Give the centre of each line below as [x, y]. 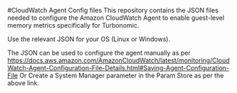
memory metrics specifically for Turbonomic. [73, 25]
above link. [23, 83]
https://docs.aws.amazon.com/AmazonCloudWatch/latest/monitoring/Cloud [118, 60]
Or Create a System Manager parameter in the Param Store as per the [122, 75]
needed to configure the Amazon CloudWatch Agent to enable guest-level [116, 18]
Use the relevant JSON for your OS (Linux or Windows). [89, 39]
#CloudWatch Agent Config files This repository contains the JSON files [113, 10]
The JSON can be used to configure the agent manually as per [99, 53]
